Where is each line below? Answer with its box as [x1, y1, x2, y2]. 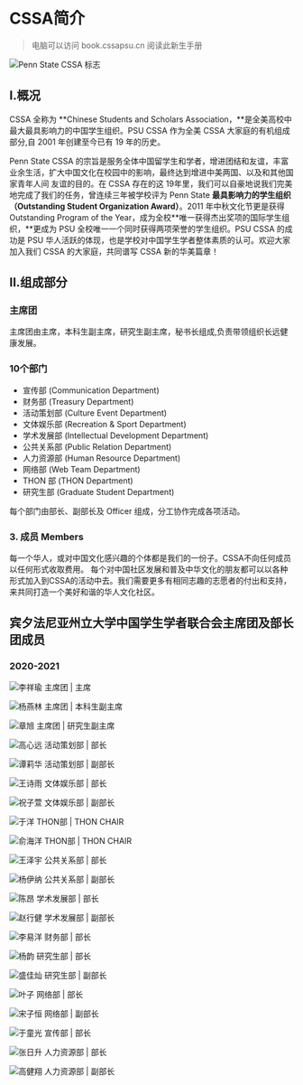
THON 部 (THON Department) [22, 475, 133, 486]
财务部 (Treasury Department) [22, 396, 134, 407]
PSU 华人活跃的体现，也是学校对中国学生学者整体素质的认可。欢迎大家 [26, 234, 291, 245]
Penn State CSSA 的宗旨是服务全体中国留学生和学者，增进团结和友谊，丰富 [9, 155, 289, 166]
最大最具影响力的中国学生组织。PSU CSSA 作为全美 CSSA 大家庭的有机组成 [9, 125, 290, 136]
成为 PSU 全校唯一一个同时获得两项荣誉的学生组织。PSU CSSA [41, 223, 275, 234]
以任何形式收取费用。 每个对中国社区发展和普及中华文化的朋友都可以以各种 [9, 564, 289, 575]
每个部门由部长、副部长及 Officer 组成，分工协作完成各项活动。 [9, 505, 245, 516]
